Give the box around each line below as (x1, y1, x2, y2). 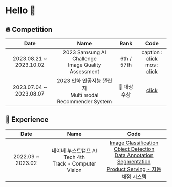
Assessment (69, 68, 100, 75)
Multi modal (70, 91, 99, 99)
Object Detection (113, 145, 155, 152)
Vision (67, 166, 82, 173)
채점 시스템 (121, 173, 147, 180)
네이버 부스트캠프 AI (51, 147, 97, 154)
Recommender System (57, 98, 112, 105)
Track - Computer (52, 160, 96, 167)
